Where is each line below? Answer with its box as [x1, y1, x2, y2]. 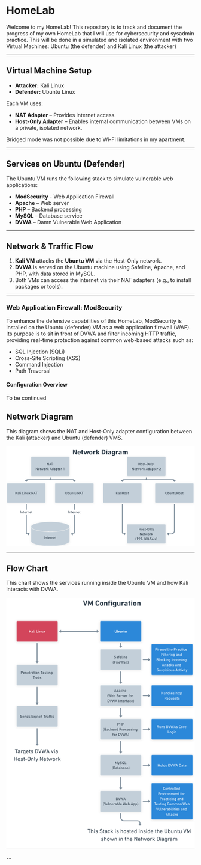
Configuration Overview [6, 381, 68, 388]
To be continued [6, 394, 47, 402]
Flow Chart [6, 563, 48, 573]
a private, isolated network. [14, 124, 83, 131]
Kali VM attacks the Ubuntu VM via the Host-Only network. [14, 257, 162, 264]
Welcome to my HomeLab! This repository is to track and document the [6, 23, 182, 31]
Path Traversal [14, 367, 51, 374]
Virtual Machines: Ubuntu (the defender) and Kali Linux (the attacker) [6, 43, 176, 50]
